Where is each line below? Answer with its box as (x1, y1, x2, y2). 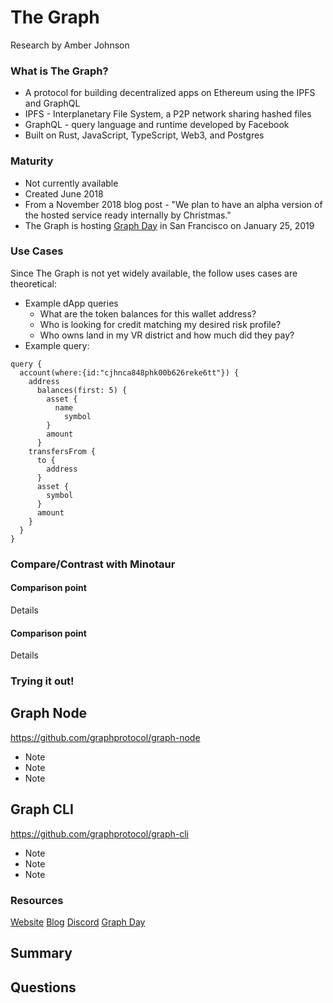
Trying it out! (10, 674, 75, 688)
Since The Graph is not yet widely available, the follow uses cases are (10, 267, 298, 279)
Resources (10, 893, 64, 907)
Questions (10, 979, 77, 996)
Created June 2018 (24, 187, 104, 200)
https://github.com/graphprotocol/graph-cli (10, 827, 189, 840)
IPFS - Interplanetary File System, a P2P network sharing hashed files (24, 108, 312, 120)
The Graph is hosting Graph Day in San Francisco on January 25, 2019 (24, 219, 315, 231)
